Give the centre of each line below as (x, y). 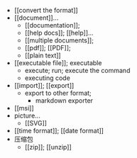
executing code (48, 78)
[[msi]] (24, 108)
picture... (27, 115)
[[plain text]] (43, 55)
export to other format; (58, 93)
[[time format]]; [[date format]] (59, 131)
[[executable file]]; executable (58, 63)
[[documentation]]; (52, 25)
